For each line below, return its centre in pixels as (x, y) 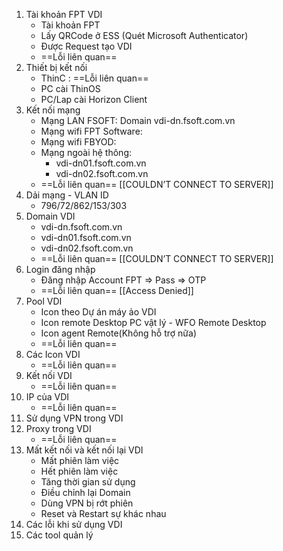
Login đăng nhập (60, 269)
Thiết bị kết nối (56, 67)
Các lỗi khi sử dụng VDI (74, 524)
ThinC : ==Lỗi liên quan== (94, 78)
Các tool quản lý (59, 535)
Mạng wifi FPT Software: (91, 131)
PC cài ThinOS (70, 88)
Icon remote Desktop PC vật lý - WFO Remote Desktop (153, 322)
